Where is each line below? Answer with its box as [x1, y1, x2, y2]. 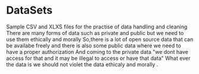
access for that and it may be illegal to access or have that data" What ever [6, 54, 191, 62]
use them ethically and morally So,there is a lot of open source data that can [6, 36, 194, 43]
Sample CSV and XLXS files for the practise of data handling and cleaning [6, 23, 188, 30]
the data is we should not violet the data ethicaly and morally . [6, 60, 158, 68]
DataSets [6, 4, 52, 17]
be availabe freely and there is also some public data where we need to [6, 42, 182, 49]
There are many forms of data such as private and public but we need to [6, 29, 184, 36]
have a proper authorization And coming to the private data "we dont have [6, 48, 189, 55]
